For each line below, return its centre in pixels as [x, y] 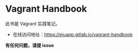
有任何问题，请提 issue [30, 45]
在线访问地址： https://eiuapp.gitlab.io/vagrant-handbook [73, 34]
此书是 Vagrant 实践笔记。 [33, 23]
